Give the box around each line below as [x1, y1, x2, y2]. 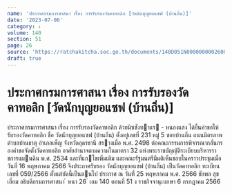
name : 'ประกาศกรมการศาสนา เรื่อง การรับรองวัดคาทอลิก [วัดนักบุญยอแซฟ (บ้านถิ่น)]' [7, 10, 192, 17]
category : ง [7, 23, 41, 30]
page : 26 [7, 42, 32, 49]
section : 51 [7, 36, 41, 43]
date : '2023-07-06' [7, 17, 64, 23]
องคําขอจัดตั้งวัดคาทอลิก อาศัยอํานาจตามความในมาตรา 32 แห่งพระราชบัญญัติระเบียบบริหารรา [7, 146, 217, 154]
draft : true [7, 55, 41, 62]
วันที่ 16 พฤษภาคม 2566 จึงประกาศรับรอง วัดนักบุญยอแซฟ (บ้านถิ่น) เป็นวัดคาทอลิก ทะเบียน [7, 161, 220, 170]
